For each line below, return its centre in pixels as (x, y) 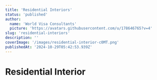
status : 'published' (27, 14)
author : (13, 19)
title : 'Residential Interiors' (39, 10)
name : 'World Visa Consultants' (43, 24)
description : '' (22, 38)
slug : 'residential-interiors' (38, 33)
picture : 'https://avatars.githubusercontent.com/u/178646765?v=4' (81, 28)
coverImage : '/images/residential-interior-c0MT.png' (62, 42)
